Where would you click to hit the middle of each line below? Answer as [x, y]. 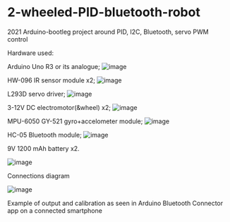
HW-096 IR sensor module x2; [51, 80]
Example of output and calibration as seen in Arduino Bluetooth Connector [115, 203]
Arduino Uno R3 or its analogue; [54, 66]
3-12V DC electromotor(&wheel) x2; [59, 107]
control [18, 39]
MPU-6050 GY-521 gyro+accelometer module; [75, 121]
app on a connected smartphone [55, 210]
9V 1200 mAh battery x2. [43, 148]
